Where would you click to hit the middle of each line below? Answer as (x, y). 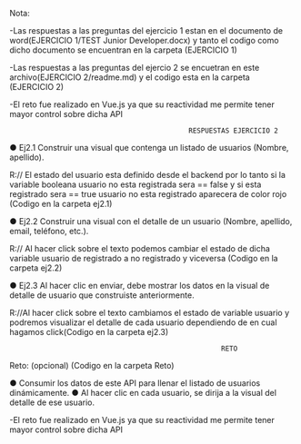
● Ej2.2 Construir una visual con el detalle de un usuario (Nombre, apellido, (151, 221)
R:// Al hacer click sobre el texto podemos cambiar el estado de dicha (140, 248)
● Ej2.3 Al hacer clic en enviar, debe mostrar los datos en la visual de (140, 286)
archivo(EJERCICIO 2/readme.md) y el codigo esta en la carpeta (130, 77)
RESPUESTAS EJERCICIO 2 (234, 131)
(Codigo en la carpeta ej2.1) (61, 204)
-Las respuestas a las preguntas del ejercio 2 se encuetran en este (135, 68)
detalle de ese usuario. (52, 402)
